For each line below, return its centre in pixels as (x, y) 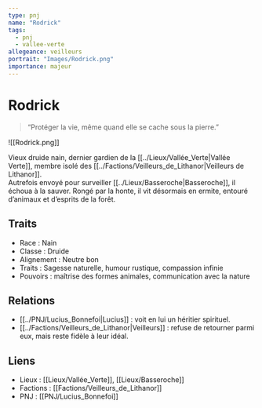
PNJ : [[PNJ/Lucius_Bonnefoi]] (69, 396)
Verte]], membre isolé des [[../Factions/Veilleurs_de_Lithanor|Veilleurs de (126, 166)
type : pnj (24, 15)
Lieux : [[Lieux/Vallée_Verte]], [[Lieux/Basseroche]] (102, 380)
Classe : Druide (44, 251)
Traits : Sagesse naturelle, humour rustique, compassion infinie (121, 268)
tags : (17, 30)
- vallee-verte (40, 45)
